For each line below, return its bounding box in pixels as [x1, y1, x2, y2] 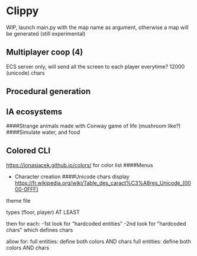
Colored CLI [6, 146, 51, 156]
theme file [6, 197, 31, 204]
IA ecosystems [6, 107, 63, 117]
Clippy [6, 4, 39, 18]
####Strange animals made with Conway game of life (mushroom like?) [6, 122, 181, 129]
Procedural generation [6, 87, 91, 97]
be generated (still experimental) [6, 30, 86, 37]
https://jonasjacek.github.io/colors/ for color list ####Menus [6, 161, 154, 168]
